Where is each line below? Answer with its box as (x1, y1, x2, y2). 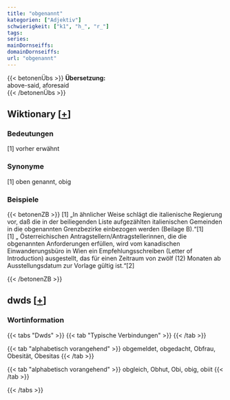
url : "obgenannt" (7, 55, 57, 62)
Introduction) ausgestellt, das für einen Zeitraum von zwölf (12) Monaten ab (7, 254, 222, 262)
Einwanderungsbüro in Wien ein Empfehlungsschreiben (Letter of (7, 247, 193, 255)
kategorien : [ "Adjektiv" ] (7, 17, 81, 23)
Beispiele (7, 194, 39, 204)
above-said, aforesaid (7, 81, 70, 90)
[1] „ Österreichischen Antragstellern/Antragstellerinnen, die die (7, 232, 187, 241)
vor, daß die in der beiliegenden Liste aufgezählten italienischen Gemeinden (7, 218, 222, 226)
